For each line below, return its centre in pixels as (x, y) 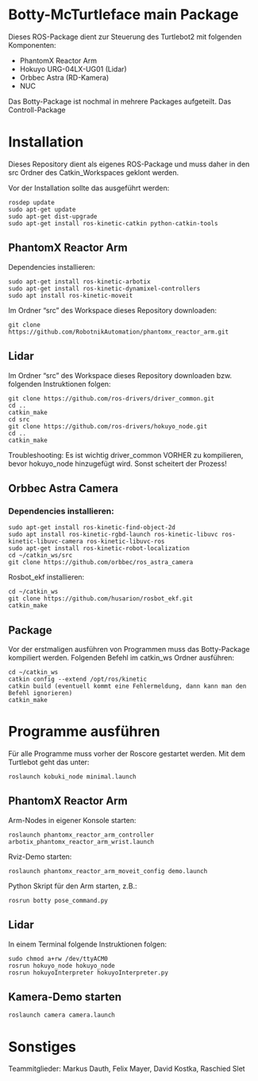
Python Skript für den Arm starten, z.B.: (73, 886)
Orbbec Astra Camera (64, 488)
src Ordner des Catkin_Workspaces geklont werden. (94, 172)
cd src (19, 420)
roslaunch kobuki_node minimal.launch (72, 777)
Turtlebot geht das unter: (49, 762)
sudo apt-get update (42, 209)
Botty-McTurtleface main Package (123, 15)
